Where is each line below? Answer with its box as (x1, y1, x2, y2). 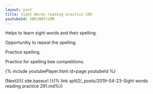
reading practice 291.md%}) (5, 83, 63, 89)
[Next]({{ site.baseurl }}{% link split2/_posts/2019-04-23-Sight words (5, 78, 148, 84)
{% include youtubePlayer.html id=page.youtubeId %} (5, 68, 116, 74)
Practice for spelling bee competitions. (5, 59, 85, 65)
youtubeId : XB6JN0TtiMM (5, 16, 55, 21)
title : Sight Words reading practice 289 (5, 12, 93, 17)
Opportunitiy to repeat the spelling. (5, 40, 77, 46)
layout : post (5, 7, 32, 12)
